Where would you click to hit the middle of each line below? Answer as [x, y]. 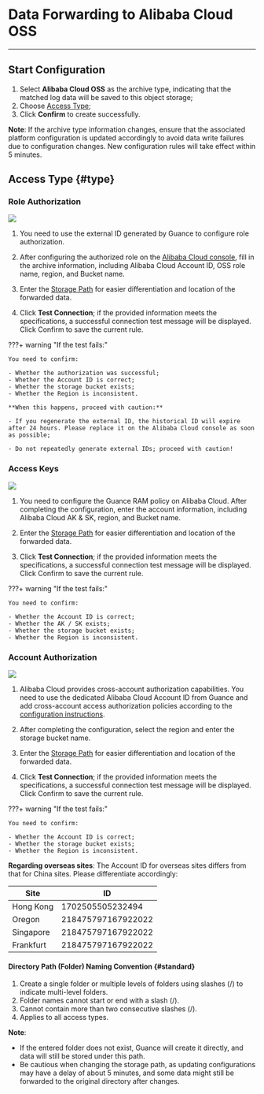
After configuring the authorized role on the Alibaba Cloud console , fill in [137, 257]
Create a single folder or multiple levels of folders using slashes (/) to [131, 984]
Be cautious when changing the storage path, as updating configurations [137, 1065]
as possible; [29, 435]
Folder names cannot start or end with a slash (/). [99, 1001]
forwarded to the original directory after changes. [99, 1081]
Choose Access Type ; [55, 106]
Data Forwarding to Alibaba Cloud [121, 15]
